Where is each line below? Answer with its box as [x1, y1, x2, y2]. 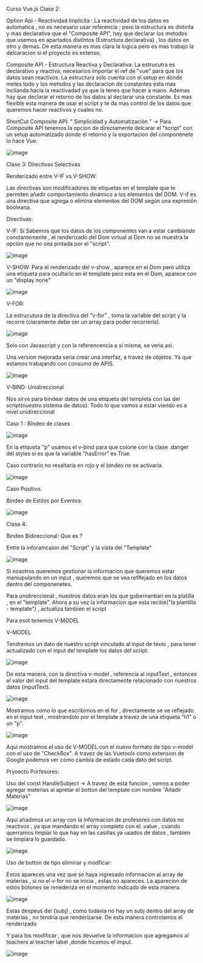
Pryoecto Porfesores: [6, 768, 59, 775]
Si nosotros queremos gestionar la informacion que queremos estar [6, 568, 175, 574]
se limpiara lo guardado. [6, 835, 67, 843]
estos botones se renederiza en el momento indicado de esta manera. [6, 883, 181, 891]
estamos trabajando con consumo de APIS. [6, 360, 115, 367]
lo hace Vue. [6, 137, 38, 145]
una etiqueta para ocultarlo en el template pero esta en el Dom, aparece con [6, 270, 197, 277]
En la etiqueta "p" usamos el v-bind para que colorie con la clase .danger [6, 443, 189, 451]
